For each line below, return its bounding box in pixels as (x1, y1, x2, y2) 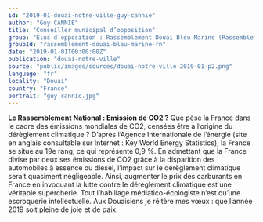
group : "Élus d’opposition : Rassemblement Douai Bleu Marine (8, 33, 215, 42)
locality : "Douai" (8, 77, 68, 85)
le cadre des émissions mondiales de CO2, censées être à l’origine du (8, 122, 233, 131)
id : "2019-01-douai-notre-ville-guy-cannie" (8, 11, 156, 20)
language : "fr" (8, 70, 58, 78)
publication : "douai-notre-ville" (8, 56, 121, 64)
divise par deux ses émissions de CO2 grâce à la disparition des (8, 155, 215, 165)
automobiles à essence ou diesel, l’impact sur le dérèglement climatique (8, 163, 241, 173)
